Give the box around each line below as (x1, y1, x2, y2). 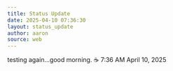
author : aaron (7, 29, 49, 37)
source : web (7, 36, 42, 43)
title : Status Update (7, 10, 71, 17)
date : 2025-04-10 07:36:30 (7, 17, 86, 24)
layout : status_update (7, 23, 74, 30)
